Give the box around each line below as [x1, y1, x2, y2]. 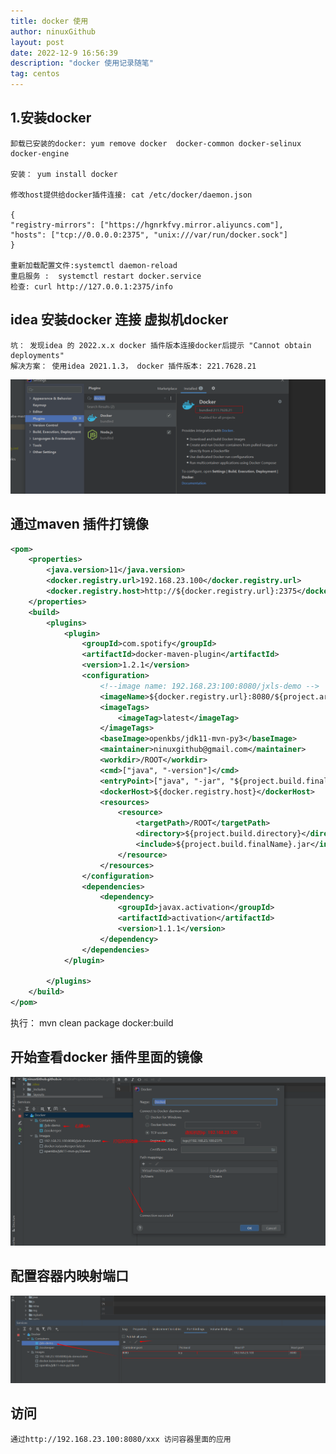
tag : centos [10, 69, 60, 79]
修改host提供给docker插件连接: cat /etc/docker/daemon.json [10, 190, 253, 200]
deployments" [10, 350, 65, 360]
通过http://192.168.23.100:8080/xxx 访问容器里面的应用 [10, 1434, 232, 1444]
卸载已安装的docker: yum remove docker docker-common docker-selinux [10, 138, 302, 149]
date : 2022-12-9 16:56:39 [10, 48, 118, 58]
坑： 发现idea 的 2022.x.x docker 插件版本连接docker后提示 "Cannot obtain [10, 340, 312, 350]
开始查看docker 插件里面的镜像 [10, 1049, 203, 1066]
